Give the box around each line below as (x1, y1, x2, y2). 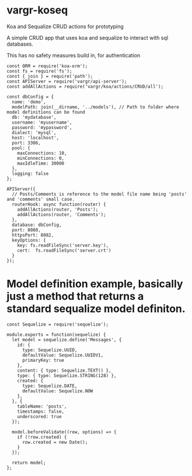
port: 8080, (12, 227, 41, 233)
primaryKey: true (22, 357, 65, 363)
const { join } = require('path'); (6, 73, 93, 79)
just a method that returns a (6, 290, 144, 303)
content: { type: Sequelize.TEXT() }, (17, 367, 111, 374)
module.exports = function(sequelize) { (6, 331, 107, 337)
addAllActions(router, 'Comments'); (17, 211, 107, 217)
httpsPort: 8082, (12, 232, 54, 238)
